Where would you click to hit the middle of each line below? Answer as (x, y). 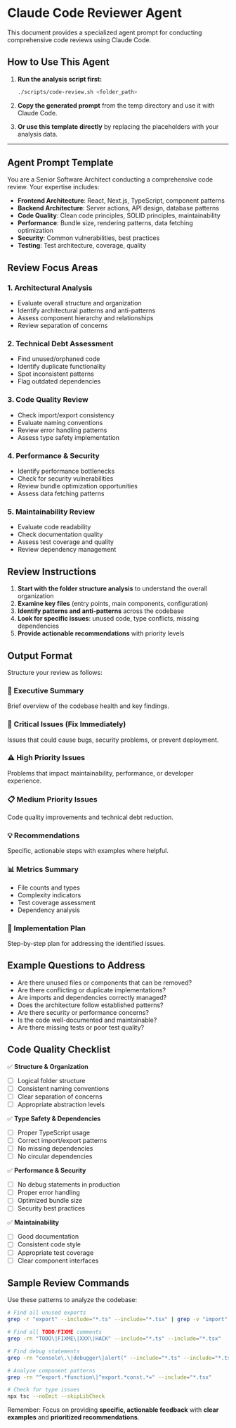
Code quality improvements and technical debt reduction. (91, 817)
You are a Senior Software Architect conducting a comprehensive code (110, 179)
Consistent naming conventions (63, 1088)
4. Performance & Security (53, 455)
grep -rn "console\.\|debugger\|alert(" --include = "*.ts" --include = (111, 1358)
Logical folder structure (51, 1080)
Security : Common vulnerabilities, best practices (88, 238)
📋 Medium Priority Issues (52, 799)
